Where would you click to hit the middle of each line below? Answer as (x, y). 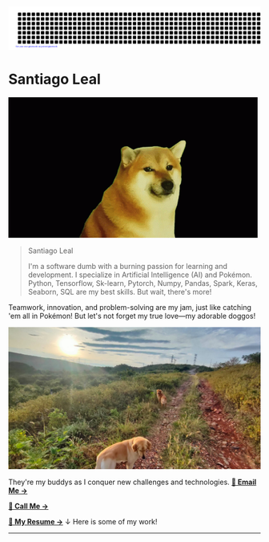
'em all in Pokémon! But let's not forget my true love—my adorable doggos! (132, 316)
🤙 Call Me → (28, 506)
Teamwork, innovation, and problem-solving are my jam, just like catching (130, 307)
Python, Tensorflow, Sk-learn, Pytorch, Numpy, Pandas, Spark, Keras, (143, 283)
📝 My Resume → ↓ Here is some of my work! (83, 522)
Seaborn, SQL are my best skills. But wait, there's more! (120, 291)
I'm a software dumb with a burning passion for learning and (128, 266)
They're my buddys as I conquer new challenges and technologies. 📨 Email (132, 482)
